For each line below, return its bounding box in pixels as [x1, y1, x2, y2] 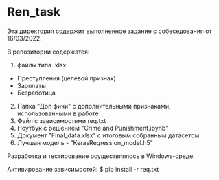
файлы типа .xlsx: [16, 60, 69, 69]
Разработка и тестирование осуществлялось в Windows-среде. [7, 152, 196, 160]
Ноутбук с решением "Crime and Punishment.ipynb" [16, 124, 169, 132]
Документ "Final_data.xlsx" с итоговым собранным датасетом [16, 131, 200, 139]
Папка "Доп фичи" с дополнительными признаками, [16, 102, 171, 110]
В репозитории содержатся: [7, 47, 90, 56]
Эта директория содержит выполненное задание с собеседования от [7, 27, 212, 35]
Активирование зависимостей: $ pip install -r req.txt [7, 165, 159, 173]
